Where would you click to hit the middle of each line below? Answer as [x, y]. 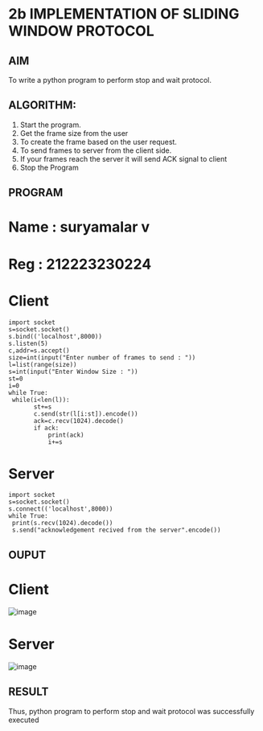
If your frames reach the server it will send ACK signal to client [123, 158]
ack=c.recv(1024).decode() [79, 421]
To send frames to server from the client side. [96, 150]
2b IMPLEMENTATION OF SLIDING [124, 14]
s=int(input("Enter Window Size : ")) [73, 372]
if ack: [46, 428]
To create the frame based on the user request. [98, 142]
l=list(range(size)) [43, 364]
